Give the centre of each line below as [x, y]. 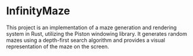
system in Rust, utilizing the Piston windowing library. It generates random [96, 33]
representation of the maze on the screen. [58, 46]
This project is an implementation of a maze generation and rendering [91, 27]
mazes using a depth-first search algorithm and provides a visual [86, 40]
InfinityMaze [38, 11]
